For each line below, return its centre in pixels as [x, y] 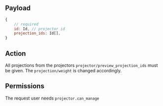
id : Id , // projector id [40, 29]
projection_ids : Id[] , [37, 33]
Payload [18, 8]
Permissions [25, 86]
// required [26, 24]
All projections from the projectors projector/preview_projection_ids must [81, 65]
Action [16, 53]
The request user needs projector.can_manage [52, 98]
